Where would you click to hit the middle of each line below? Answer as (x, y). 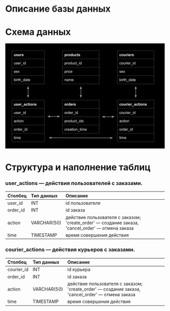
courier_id (18, 269)
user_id (15, 203)
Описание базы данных (58, 9)
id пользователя (83, 203)
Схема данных (38, 32)
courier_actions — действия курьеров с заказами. (70, 250)
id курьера (79, 269)
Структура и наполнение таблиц (78, 167)
